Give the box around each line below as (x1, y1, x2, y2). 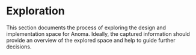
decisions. (6, 43, 32, 50)
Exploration (6, 4, 65, 18)
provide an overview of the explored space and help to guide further (6, 36, 176, 44)
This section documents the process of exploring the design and (6, 24, 167, 31)
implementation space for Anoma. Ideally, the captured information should (6, 30, 191, 37)
